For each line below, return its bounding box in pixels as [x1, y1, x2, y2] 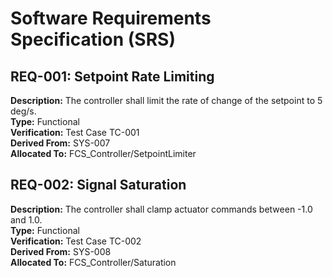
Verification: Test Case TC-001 [10, 127, 140, 138]
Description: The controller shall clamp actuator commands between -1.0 [10, 203, 313, 215]
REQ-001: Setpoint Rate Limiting [10, 68, 215, 85]
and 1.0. [10, 213, 43, 226]
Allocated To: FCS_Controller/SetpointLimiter [10, 148, 197, 159]
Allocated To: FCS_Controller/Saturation [10, 256, 177, 268]
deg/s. [10, 105, 37, 117]
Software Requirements [10, 7, 212, 30]
